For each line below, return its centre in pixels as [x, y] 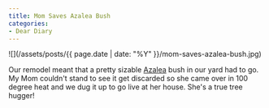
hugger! [22, 96]
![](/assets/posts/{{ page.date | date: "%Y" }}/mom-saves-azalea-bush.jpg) [135, 54]
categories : [28, 24]
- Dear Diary [30, 31]
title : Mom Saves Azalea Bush [60, 16]
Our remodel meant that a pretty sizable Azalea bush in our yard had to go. [134, 70]
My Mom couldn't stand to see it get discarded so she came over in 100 [128, 79]
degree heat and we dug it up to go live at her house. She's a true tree [126, 87]
